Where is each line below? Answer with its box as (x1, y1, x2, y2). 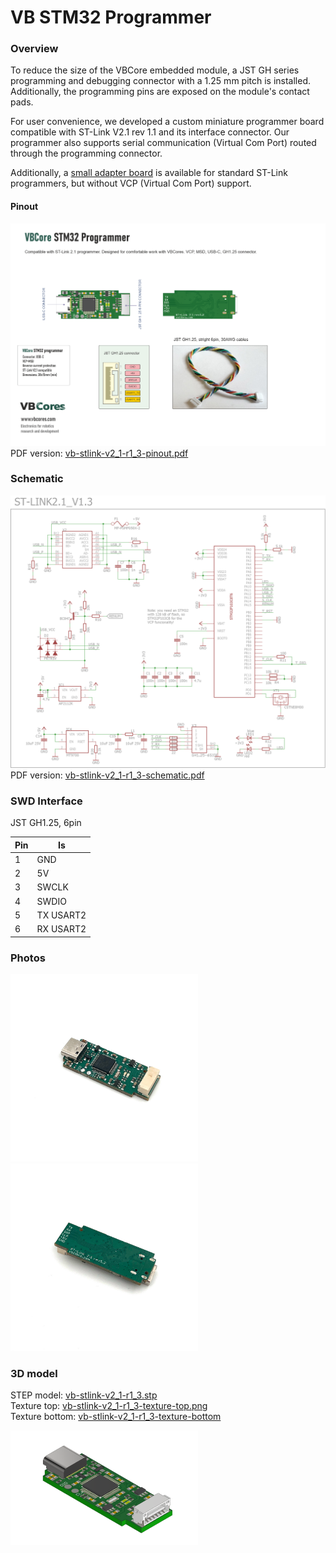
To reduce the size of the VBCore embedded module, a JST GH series (10, 64, 300, 76)
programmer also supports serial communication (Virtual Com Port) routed (10, 137, 317, 149)
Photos (10, 951, 46, 965)
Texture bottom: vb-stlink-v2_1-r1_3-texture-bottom (10, 1411, 222, 1423)
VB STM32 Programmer (10, 6, 212, 29)
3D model (10, 1366, 58, 1380)
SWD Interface (10, 794, 83, 808)
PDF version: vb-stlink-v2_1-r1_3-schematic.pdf (10, 769, 205, 781)
